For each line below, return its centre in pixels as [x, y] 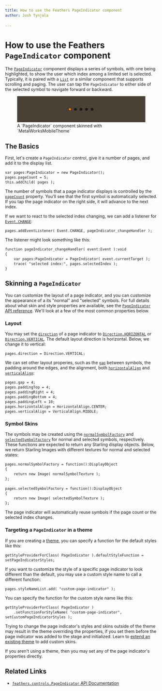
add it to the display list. [29, 163]
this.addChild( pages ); [30, 182]
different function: [23, 579]
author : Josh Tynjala [27, 15]
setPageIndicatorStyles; [30, 560]
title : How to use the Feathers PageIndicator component [64, 10]
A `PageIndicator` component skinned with [60, 126]
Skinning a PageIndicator [43, 284]
